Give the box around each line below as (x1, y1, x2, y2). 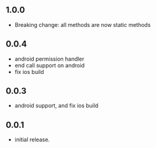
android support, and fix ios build (14, 102, 99, 109)
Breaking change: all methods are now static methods (14, 21, 151, 28)
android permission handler (14, 55, 85, 62)
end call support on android (14, 61, 85, 69)
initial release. (14, 136, 50, 143)
